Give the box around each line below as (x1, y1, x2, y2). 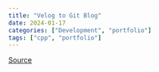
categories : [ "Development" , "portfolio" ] (8, 26, 152, 34)
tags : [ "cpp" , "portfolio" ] (8, 33, 102, 42)
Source (8, 55, 32, 65)
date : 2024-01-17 (8, 19, 66, 27)
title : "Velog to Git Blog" (8, 11, 102, 20)
